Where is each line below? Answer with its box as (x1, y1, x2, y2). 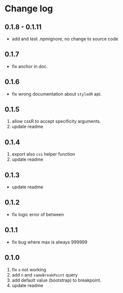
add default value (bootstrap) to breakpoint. (11, 277, 102, 283)
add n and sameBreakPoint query (11, 272, 78, 278)
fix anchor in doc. (11, 63, 48, 69)
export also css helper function (11, 151, 75, 157)
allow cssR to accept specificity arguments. (11, 118, 101, 124)
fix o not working (11, 266, 47, 273)
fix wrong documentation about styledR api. (11, 91, 102, 97)
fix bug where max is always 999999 (11, 239, 88, 245)
